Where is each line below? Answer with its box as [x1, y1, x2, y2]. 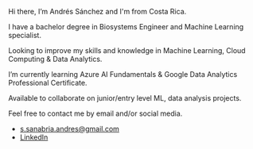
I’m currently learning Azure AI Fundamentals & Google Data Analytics [8, 70, 238, 78]
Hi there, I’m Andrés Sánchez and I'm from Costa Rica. [8, 7, 187, 16]
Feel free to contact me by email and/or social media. [8, 109, 183, 118]
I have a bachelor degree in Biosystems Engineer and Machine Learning [8, 22, 244, 31]
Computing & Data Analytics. [8, 55, 103, 63]
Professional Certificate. [8, 78, 88, 87]
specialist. [8, 31, 42, 40]
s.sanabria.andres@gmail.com [19, 124, 119, 133]
